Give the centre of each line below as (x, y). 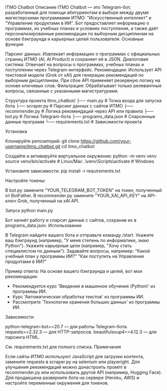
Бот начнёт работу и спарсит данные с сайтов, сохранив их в (71, 220)
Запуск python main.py (29, 210)
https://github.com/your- (106, 141)
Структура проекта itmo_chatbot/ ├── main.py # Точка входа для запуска (83, 101)
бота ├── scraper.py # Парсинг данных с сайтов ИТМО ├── (69, 106)
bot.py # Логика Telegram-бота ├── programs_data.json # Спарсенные (80, 116)
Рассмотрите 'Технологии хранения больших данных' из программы (86, 302)
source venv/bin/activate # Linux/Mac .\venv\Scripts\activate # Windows (80, 161)
